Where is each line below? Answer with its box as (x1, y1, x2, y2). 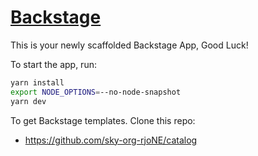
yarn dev (10, 96, 47, 106)
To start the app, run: (10, 58, 97, 70)
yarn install (10, 77, 65, 88)
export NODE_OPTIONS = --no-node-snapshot (10, 87, 182, 97)
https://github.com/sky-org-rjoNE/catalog (24, 134, 198, 146)
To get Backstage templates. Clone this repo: (10, 114, 196, 126)
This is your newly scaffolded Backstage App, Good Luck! (10, 39, 249, 51)
